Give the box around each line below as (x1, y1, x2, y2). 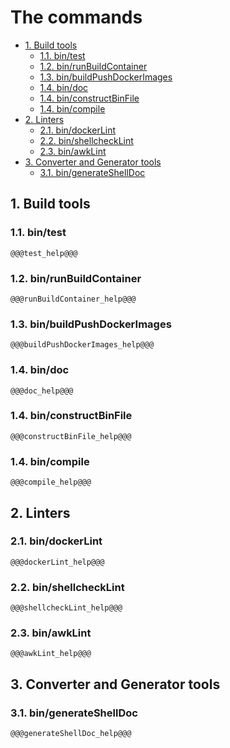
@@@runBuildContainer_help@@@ (10, 294, 137, 304)
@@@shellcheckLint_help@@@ (10, 603, 123, 613)
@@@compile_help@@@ (10, 477, 92, 488)
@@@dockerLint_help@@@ (10, 557, 105, 567)
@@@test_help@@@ (10, 248, 78, 258)
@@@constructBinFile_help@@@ (10, 431, 132, 441)
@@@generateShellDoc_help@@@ (10, 729, 132, 739)
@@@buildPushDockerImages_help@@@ (10, 340, 155, 350)
